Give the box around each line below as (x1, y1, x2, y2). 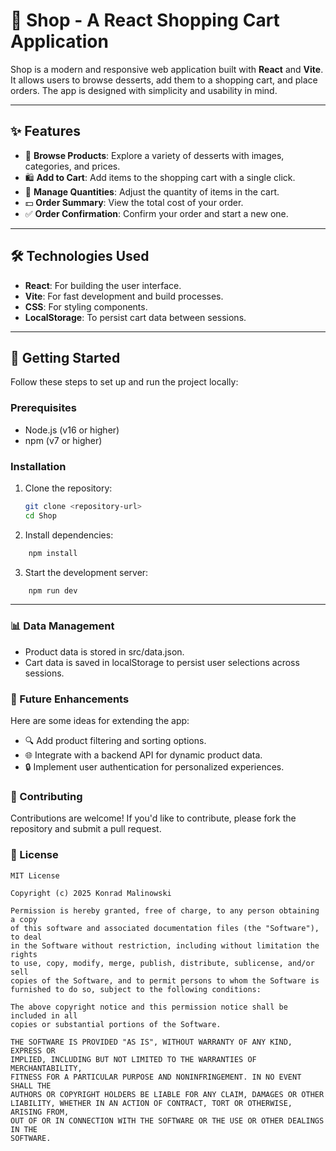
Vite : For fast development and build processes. (24, 290, 224, 302)
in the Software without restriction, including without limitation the (10, 940, 320, 951)
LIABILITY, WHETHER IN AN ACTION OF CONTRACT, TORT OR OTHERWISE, (10, 1098, 293, 1108)
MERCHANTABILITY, (10, 1063, 83, 1073)
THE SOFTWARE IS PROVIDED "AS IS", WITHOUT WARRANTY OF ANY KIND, (10, 1037, 293, 1047)
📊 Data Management (10, 619, 115, 633)
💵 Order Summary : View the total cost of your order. (24, 196, 244, 208)
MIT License (10, 870, 60, 881)
